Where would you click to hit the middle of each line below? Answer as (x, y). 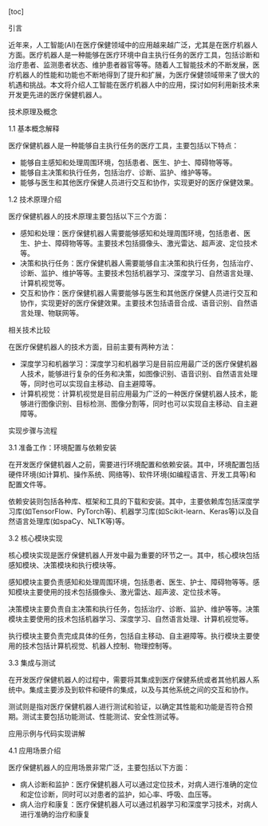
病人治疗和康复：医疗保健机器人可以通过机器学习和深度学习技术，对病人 (138, 804)
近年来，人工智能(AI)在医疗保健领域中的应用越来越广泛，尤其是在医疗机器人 (133, 45)
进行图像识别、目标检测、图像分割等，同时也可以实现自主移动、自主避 (142, 403)
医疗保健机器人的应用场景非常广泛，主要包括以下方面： (99, 767)
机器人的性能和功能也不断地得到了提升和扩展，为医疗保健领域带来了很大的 (137, 75)
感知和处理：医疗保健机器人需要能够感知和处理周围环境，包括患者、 (132, 233)
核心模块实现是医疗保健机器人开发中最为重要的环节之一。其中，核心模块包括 (134, 555)
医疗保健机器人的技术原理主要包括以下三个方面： (89, 216)
